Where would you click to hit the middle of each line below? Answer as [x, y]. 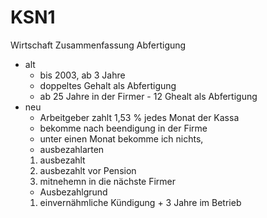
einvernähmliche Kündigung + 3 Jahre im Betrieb [140, 202]
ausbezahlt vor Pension [88, 170]
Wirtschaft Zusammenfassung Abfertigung [98, 45]
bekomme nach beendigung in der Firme [123, 128]
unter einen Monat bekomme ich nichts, [121, 138]
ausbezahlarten [72, 149]
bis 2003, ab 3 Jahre [82, 75]
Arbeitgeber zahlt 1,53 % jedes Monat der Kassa [139, 117]
